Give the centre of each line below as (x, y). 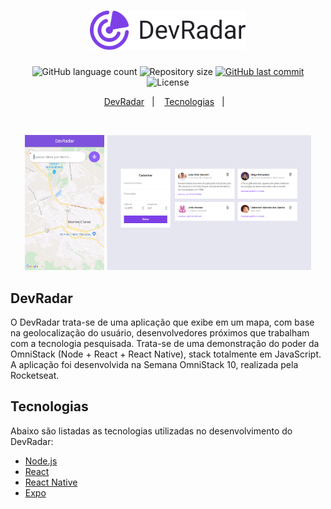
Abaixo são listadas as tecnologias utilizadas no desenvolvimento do (151, 431)
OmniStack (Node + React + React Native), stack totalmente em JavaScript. (166, 354)
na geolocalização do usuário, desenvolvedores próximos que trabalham (160, 333)
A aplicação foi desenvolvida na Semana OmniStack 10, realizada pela (154, 365)
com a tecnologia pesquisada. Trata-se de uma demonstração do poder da (165, 344)
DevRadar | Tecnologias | (164, 101)
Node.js (41, 461)
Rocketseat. (35, 376)
